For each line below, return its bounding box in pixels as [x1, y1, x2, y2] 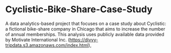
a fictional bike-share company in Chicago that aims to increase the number [5, 25, 165, 32]
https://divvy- [69, 37, 98, 43]
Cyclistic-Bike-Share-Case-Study [5, 4, 153, 15]
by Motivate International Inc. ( [5, 37, 70, 43]
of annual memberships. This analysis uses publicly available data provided [5, 31, 165, 37]
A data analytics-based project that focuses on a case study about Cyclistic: [5, 20, 166, 26]
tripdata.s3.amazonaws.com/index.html [5, 42, 89, 48]
